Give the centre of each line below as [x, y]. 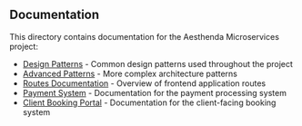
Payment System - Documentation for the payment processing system [154, 92]
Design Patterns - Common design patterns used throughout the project [158, 63]
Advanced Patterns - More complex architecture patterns [130, 73]
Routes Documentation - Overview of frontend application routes [144, 83]
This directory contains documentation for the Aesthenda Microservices [145, 36]
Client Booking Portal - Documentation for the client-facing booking [149, 102]
